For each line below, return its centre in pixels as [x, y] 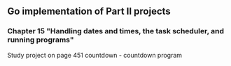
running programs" [41, 40]
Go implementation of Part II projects [89, 11]
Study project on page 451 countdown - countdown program [95, 55]
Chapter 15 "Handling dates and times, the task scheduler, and [115, 31]
